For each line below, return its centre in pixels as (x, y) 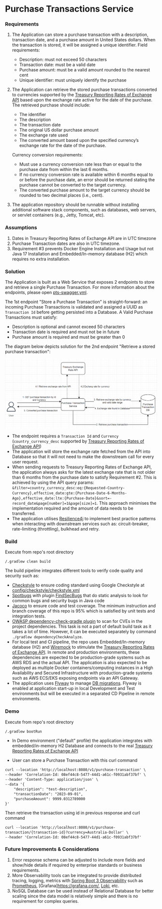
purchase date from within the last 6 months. (64, 170)
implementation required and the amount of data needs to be (73, 508)
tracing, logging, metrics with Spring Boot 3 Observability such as (78, 880)
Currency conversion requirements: (47, 155)
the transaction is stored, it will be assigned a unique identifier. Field (80, 45)
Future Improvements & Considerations (52, 849)
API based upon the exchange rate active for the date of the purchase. (82, 100)
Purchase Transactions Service (69, 9)
